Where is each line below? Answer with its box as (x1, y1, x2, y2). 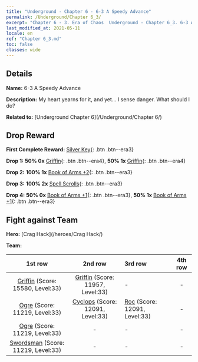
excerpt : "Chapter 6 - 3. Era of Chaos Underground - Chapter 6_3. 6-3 (6, 19, 189, 25)
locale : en (6, 31, 33, 36)
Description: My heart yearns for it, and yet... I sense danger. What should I (6, 95, 190, 103)
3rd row (124, 260, 147, 268)
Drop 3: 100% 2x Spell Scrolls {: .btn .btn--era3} (6, 180, 123, 187)
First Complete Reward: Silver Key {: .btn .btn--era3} (6, 146, 134, 153)
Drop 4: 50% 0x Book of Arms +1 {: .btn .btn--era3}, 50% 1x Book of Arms (6, 192, 187, 199)
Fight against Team (6, 215, 78, 225)
